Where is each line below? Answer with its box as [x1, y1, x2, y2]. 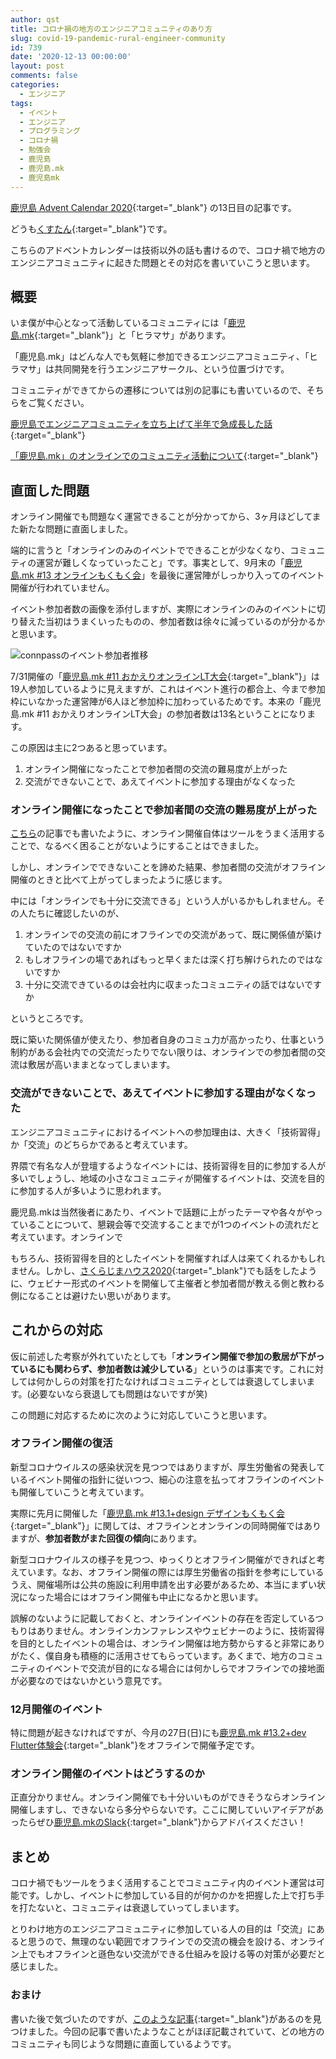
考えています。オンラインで [10, 1231, 123, 1243]
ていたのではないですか [24, 941, 122, 953]
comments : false [10, 71, 78, 81]
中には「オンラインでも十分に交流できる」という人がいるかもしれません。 [10, 895, 317, 907]
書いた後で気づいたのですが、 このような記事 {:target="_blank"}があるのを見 [10, 2012, 322, 2025]
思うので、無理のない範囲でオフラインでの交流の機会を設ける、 [27, 1936, 291, 1948]
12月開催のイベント [10, 1702, 104, 1716]
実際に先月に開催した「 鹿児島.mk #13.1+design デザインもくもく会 [10, 1507, 285, 1519]
